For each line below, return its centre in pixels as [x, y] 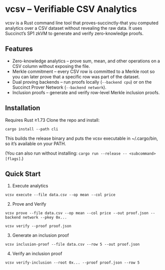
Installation [23, 108]
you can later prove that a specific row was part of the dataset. [76, 77]
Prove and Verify [29, 204]
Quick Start [23, 174]
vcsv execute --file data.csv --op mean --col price [60, 195]
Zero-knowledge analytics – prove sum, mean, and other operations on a [86, 61]
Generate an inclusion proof [40, 235]
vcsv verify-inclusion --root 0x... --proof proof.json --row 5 [72, 263]
